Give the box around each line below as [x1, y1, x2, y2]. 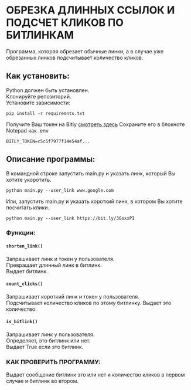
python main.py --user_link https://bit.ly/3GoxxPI [6, 215, 135, 221]
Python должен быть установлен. [6, 86, 90, 94]
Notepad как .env [6, 127, 49, 134]
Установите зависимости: [6, 99, 70, 106]
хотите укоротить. [6, 176, 52, 183]
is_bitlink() [6, 319, 38, 325]
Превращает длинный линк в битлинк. [6, 262, 102, 269]
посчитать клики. [6, 204, 50, 211]
